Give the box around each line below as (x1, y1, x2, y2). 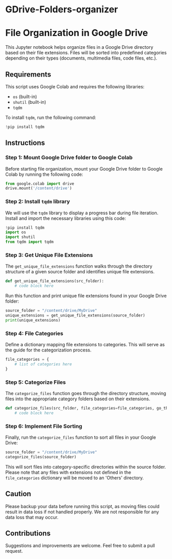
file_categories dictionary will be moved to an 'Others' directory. (5, 474, 144, 481)
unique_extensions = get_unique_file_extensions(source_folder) (5, 312, 145, 318)
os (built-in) (12, 94, 37, 100)
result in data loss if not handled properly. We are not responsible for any (5, 509, 159, 515)
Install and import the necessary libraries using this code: (5, 215, 126, 221)
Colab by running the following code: (5, 171, 83, 177)
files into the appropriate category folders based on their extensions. (5, 396, 150, 402)
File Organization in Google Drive (5, 27, 148, 39)
